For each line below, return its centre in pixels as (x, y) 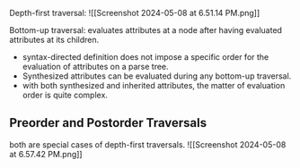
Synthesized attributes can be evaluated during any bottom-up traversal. (157, 76)
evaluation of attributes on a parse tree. (95, 67)
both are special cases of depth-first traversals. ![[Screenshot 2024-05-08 (148, 144)
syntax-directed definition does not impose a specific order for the (146, 57)
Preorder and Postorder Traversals (108, 123)
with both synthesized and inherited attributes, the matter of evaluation (154, 85)
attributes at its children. (54, 40)
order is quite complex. (65, 95)
